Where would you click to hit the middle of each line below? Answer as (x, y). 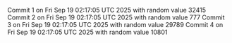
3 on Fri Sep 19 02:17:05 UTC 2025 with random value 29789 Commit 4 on (115, 25)
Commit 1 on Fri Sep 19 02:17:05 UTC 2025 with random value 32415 (107, 10)
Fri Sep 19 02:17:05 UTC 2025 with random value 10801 (87, 32)
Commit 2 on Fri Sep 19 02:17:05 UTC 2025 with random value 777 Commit (116, 17)
